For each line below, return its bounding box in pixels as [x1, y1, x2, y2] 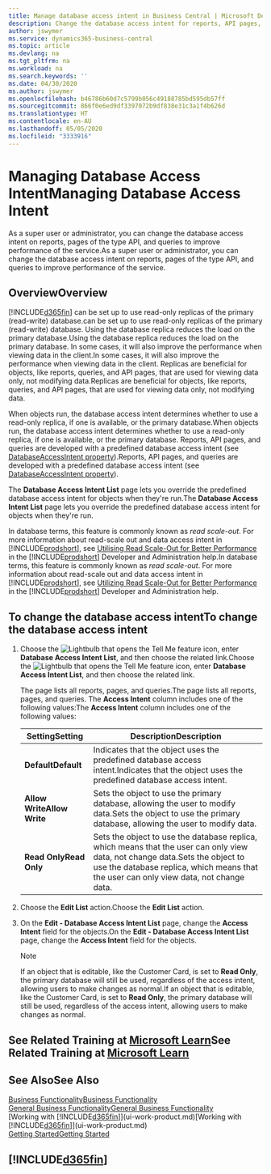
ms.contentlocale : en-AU [8, 117, 92, 125]
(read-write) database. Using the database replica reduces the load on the [8, 324, 256, 334]
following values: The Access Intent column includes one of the [19, 703, 231, 713]
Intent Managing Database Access [8, 184, 241, 202]
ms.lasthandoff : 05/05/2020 [8, 125, 103, 133]
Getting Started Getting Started [8, 1129, 110, 1139]
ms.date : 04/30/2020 [8, 79, 78, 87]
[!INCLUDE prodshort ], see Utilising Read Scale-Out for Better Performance [8, 544, 257, 553]
